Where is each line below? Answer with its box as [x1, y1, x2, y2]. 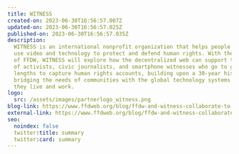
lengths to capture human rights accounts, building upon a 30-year [14, 70, 221, 77]
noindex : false [14, 122, 59, 130]
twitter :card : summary [14, 136, 81, 143]
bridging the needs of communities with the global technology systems [14, 76, 231, 84]
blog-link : [7, 103, 40, 110]
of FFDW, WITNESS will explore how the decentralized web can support [14, 57, 228, 64]
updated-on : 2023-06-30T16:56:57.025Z [7, 23, 122, 31]
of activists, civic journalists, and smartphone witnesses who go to [14, 63, 228, 70]
